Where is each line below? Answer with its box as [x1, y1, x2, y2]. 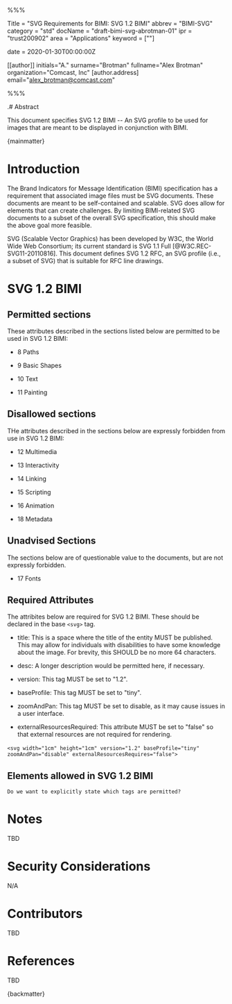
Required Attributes [7, 594, 94, 606]
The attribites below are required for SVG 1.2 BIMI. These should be [7, 612, 199, 621]
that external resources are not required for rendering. [17, 730, 172, 739]
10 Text [17, 374, 38, 383]
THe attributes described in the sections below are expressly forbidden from [7, 426, 226, 435]
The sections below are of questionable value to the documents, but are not [7, 553, 224, 562]
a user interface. [17, 710, 64, 718]
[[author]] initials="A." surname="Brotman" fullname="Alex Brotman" [7, 61, 203, 69]
